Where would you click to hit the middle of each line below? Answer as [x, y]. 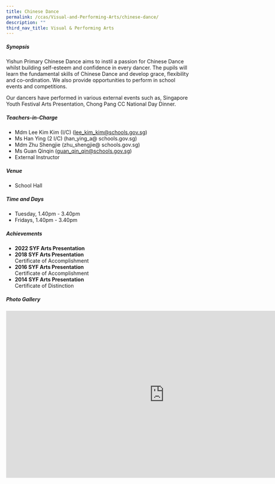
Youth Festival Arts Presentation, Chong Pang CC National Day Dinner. [91, 104]
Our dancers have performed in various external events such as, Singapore [97, 98]
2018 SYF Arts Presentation [49, 255]
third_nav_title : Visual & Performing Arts [60, 28]
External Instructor [37, 157]
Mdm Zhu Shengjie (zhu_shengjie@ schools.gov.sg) [77, 145]
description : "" [26, 22]
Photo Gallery [23, 299]
